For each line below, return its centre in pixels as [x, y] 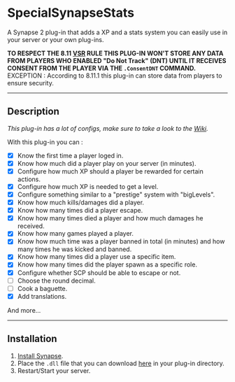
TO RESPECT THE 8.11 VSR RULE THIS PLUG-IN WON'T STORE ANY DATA [115, 53]
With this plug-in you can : [45, 142]
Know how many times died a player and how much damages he [110, 218]
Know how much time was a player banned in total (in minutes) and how [121, 241]
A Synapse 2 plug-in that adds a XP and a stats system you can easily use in [117, 32]
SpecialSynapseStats [71, 13]
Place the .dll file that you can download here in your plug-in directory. [121, 363]
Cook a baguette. [42, 288]
